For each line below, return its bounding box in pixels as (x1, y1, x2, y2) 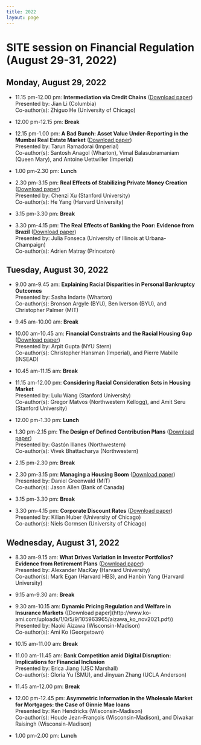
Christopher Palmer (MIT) (14, 307, 79, 314)
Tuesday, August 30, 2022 (6, 264, 109, 275)
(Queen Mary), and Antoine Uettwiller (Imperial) (14, 155, 134, 163)
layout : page (6, 15, 39, 21)
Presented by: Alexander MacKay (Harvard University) (14, 567, 150, 574)
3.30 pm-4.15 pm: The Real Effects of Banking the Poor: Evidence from (14, 221, 194, 229)
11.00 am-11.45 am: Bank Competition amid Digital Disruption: (14, 652, 171, 659)
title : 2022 (6, 8, 36, 15)
